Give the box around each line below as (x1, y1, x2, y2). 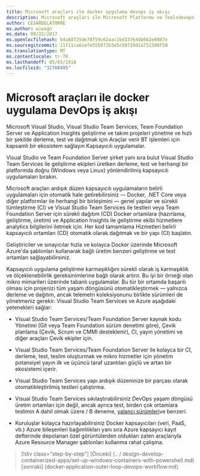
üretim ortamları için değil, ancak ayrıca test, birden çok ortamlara (14, 401, 178, 409)
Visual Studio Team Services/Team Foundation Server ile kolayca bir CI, (14, 346, 192, 353)
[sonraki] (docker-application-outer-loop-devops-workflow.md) (20, 463, 179, 471)
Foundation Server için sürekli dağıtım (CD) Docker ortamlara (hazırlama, (6, 210, 186, 218)
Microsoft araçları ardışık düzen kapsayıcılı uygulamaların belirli (6, 185, 163, 192)
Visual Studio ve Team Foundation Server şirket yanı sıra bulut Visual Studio (6, 154, 193, 161)
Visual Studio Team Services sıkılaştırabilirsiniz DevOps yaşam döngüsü (14, 395, 193, 403)
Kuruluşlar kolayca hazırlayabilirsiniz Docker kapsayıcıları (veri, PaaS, (14, 420, 186, 427)
